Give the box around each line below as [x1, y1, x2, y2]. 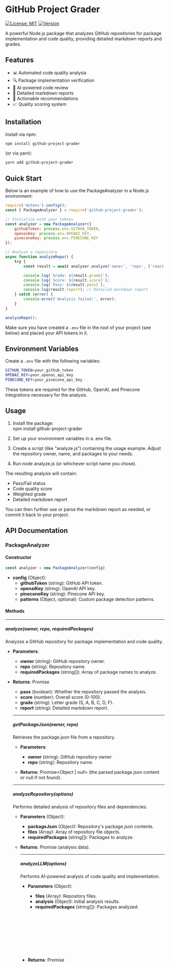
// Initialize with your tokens [5, 217, 73, 222]
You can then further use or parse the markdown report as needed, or [5, 506, 151, 512]
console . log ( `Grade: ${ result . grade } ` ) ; [23, 273, 110, 278]
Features [5, 56, 34, 65]
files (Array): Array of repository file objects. [27, 829, 120, 835]
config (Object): [12, 575, 47, 581]
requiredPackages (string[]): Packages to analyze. [27, 834, 134, 840]
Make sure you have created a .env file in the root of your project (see [5, 324, 151, 330]
